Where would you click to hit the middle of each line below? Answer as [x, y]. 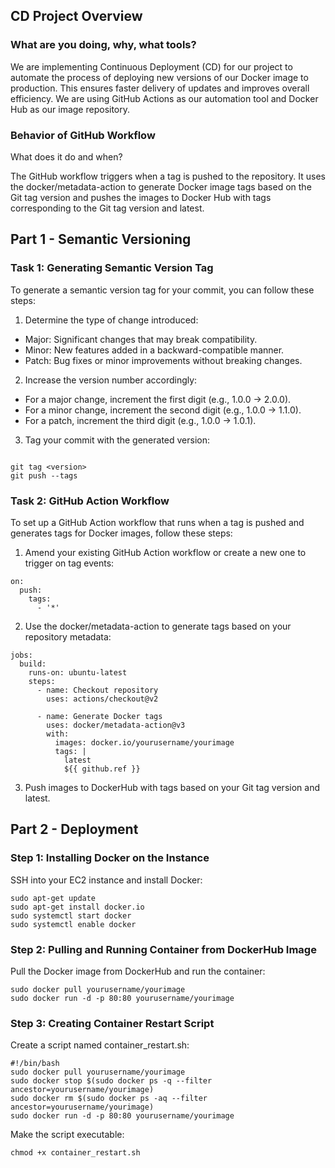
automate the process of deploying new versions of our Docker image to [159, 77]
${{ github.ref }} [102, 769]
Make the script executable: [67, 1135]
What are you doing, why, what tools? [103, 45]
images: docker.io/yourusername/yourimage [144, 742]
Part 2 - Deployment [74, 829]
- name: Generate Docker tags [99, 716]
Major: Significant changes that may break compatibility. [141, 339]
